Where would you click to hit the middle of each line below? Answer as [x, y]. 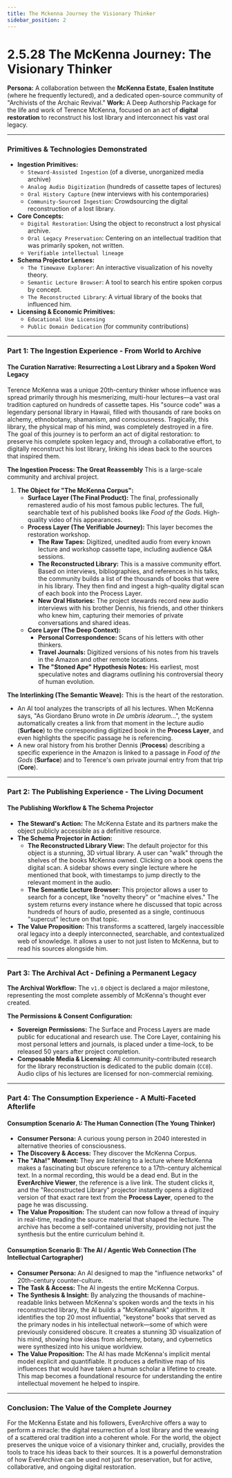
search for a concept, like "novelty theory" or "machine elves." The [123, 896]
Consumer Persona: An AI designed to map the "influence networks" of [120, 1273]
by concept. [45, 289]
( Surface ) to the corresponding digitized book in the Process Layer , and [120, 730]
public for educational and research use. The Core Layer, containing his [119, 1037]
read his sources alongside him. [62, 948]
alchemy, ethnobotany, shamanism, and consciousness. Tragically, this [108, 419]
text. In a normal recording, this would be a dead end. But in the [107, 1175]
